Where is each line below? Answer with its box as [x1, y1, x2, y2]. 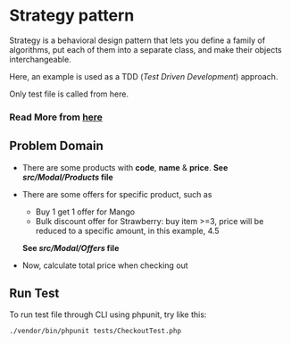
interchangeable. [9, 54, 71, 64]
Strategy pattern [9, 5, 135, 26]
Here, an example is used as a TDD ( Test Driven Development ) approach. [9, 71, 279, 81]
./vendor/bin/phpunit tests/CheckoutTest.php [9, 327, 181, 336]
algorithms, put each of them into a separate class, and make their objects [9, 44, 283, 55]
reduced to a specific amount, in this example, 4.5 [35, 225, 220, 236]
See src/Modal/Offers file [21, 242, 120, 253]
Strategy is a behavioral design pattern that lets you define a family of [9, 35, 266, 46]
